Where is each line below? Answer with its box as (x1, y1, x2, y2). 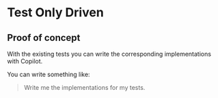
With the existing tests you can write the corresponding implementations (7, 50, 212, 58)
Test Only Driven (7, 5, 104, 20)
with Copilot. (7, 57, 43, 65)
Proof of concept (7, 32, 81, 44)
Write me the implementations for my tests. (23, 84, 146, 91)
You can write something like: (7, 70, 90, 78)
